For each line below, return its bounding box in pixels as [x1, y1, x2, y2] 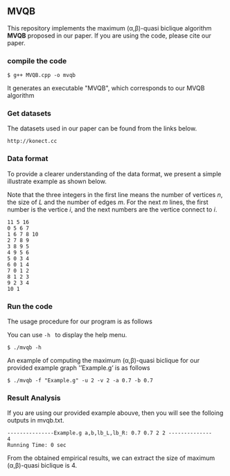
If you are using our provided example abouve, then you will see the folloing [7, 409, 224, 417]
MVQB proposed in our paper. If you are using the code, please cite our [7, 31, 211, 40]
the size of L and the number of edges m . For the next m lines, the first [7, 198, 209, 206]
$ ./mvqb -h [7, 344, 42, 351]
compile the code [7, 56, 67, 65]
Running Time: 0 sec [7, 442, 67, 449]
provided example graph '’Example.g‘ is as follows [7, 364, 150, 372]
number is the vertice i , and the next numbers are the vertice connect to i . [7, 205, 218, 214]
